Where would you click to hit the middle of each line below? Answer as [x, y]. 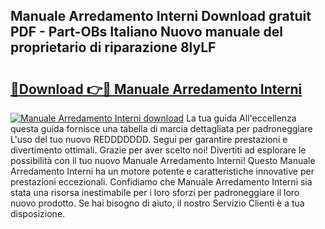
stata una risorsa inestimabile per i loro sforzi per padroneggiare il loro [155, 192]
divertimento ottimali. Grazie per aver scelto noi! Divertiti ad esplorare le [158, 150]
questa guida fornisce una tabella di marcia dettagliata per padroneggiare [161, 128]
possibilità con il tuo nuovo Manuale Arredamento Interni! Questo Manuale [163, 160]
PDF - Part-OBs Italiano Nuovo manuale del [146, 32]
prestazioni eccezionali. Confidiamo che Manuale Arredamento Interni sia [161, 182]
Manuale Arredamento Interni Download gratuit [161, 16]
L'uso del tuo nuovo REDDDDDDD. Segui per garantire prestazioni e [149, 139]
